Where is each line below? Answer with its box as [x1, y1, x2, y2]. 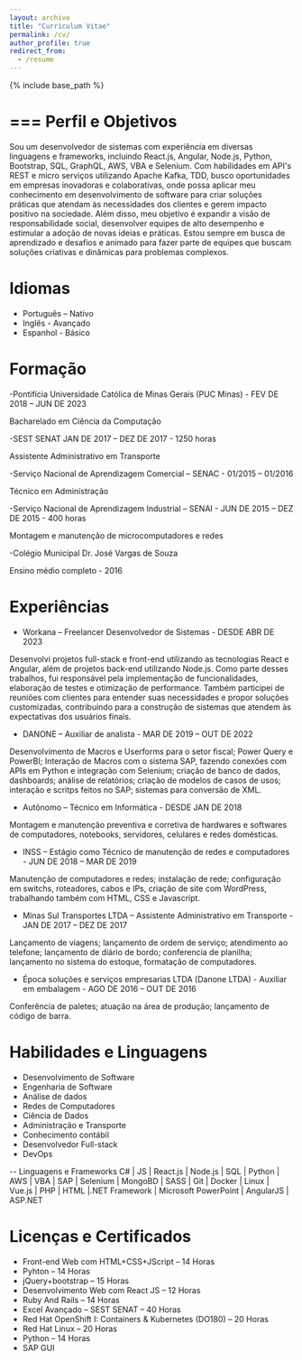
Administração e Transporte [22, 1119, 126, 1130]
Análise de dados [22, 1090, 87, 1101]
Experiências [9, 597, 110, 617]
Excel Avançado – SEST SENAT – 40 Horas [22, 1304, 182, 1315]
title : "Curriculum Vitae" [9, 22, 111, 31]
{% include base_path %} [9, 80, 105, 90]
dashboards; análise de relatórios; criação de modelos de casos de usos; [9, 775, 281, 786]
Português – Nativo [22, 308, 95, 318]
